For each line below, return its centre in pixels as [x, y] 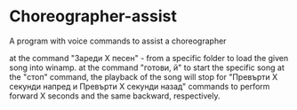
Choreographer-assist [93, 16]
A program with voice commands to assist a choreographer [118, 41]
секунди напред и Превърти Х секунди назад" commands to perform [140, 86]
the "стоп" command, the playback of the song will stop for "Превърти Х [144, 76]
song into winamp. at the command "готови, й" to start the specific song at [147, 67]
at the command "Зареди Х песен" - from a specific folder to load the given [149, 58]
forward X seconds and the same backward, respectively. [115, 96]
